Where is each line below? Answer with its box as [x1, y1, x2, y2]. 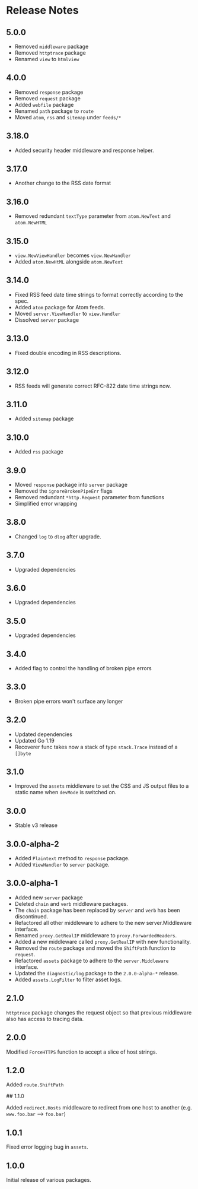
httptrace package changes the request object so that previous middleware [6, 1009, 192, 1016]
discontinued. [14, 912, 49, 920]
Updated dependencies [14, 731, 73, 738]
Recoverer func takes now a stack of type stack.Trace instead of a [14, 743, 178, 750]
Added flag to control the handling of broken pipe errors [14, 665, 152, 671]
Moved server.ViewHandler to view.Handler [14, 310, 121, 317]
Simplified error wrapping [14, 500, 78, 507]
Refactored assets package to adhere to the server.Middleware [14, 957, 169, 964]
